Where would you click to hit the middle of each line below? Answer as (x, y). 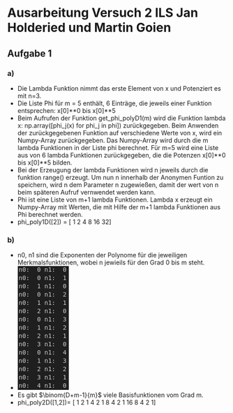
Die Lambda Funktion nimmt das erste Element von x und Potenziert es (119, 88)
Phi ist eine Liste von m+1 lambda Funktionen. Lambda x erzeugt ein (115, 200)
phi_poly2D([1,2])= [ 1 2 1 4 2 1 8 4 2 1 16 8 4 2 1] (87, 403)
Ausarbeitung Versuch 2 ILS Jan (103, 13)
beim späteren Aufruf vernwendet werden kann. (86, 192)
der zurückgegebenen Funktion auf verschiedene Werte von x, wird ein (120, 133)
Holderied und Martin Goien (89, 28)
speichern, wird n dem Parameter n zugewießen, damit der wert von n (118, 185)
